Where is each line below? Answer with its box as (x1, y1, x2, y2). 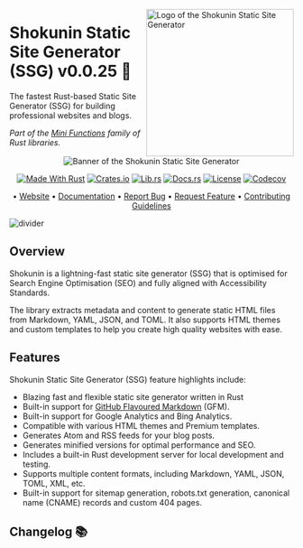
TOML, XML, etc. (22, 478, 86, 488)
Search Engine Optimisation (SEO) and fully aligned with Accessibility (9, 277, 268, 288)
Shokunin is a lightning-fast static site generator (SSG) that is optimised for (9, 267, 289, 279)
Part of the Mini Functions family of (9, 127, 141, 138)
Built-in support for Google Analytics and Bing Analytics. (22, 411, 233, 422)
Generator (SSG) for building (9, 100, 115, 111)
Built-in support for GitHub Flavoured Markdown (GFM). (22, 401, 230, 412)
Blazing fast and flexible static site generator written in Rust (22, 391, 244, 402)
